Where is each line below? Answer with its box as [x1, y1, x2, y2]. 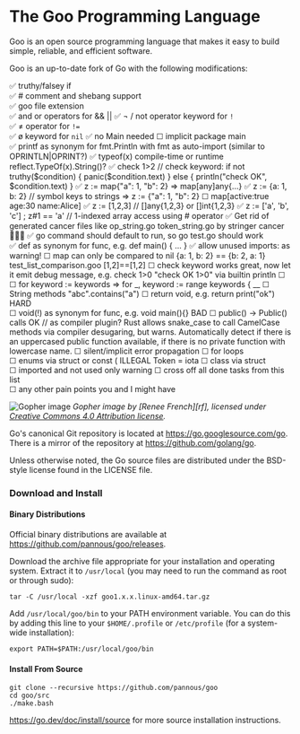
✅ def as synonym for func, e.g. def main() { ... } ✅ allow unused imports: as [9, 240, 291, 250]
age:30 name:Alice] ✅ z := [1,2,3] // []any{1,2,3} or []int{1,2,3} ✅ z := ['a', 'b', [9, 200, 289, 211]
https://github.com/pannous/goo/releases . [9, 538, 167, 549]
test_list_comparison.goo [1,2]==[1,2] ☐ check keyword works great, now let [9, 259, 291, 270]
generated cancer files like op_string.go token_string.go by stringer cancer [9, 220, 285, 231]
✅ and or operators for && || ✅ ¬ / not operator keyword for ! [9, 110, 235, 121]
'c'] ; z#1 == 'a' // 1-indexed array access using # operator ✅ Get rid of [9, 210, 270, 221]
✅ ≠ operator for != [9, 120, 81, 131]
